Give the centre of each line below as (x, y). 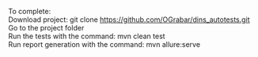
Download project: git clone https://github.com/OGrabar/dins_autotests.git (129, 20)
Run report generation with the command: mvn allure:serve (104, 45)
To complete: (30, 11)
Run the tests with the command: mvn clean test (87, 36)
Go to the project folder (46, 28)
